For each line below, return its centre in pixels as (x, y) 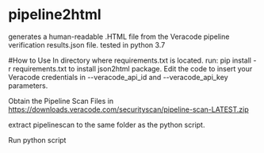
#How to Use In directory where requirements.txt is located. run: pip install (130, 60)
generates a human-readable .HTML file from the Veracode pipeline (119, 36)
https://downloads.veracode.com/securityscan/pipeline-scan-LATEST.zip (129, 109)
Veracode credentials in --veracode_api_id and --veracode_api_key (118, 77)
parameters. (28, 86)
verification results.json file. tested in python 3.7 (87, 44)
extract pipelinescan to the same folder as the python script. (107, 124)
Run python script (37, 140)
